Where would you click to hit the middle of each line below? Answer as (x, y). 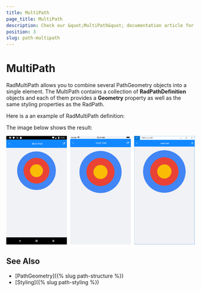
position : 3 (21, 32)
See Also (23, 261)
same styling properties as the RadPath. (55, 105)
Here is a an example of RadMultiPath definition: (66, 116)
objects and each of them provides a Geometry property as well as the (94, 98)
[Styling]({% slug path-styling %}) (57, 282)
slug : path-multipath (33, 38)
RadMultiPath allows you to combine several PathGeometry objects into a (97, 85)
